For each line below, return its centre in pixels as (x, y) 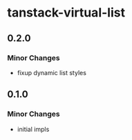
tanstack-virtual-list (66, 13)
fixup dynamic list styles (51, 72)
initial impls (33, 129)
